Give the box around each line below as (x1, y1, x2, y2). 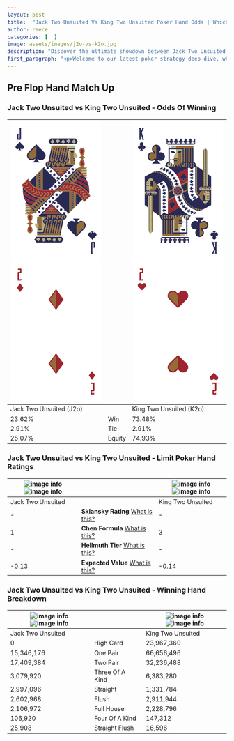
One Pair (93, 648, 119, 657)
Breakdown (7, 594, 47, 604)
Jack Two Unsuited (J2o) (10, 405, 83, 413)
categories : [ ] (7, 33, 58, 40)
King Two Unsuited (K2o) (132, 405, 205, 413)
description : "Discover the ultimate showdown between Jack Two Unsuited (7, 48, 226, 55)
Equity (107, 434, 127, 443)
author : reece (7, 26, 49, 33)
